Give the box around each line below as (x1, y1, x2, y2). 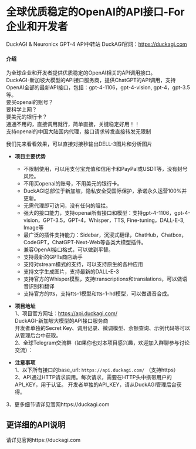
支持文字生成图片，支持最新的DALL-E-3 (23, 268, 119, 275)
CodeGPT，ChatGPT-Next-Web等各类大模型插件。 (23, 239, 147, 246)
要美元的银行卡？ (6, 113, 48, 120)
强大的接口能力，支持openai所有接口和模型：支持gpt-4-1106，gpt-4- (23, 210, 191, 217)
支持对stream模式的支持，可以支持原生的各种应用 (23, 261, 144, 268)
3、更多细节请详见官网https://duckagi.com (6, 401, 110, 408)
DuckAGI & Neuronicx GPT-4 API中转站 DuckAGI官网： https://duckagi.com (6, 40, 187, 48)
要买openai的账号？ (6, 99, 54, 106)
